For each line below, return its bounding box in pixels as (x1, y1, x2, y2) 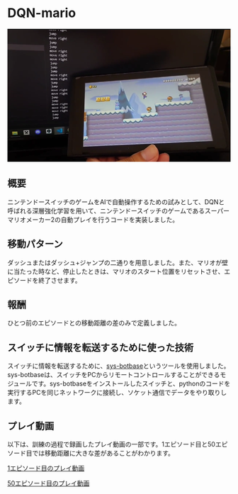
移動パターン (7, 238, 63, 250)
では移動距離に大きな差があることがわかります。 (31, 449, 175, 457)
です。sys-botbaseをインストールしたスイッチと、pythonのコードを (31, 379, 231, 388)
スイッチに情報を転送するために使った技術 (7, 342, 193, 354)
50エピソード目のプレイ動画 (7, 479, 90, 487)
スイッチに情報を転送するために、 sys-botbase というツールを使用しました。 (7, 361, 230, 370)
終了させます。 (38, 276, 81, 284)
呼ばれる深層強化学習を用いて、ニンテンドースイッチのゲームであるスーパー (7, 206, 230, 215)
